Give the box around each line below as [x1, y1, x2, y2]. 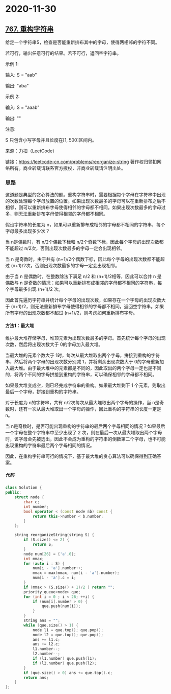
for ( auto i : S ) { [23, 561, 65, 566]
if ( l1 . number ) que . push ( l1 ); [32, 656, 97, 661]
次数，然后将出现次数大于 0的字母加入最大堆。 [5, 341, 103, 348]
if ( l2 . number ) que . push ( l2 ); [32, 660, 97, 666]
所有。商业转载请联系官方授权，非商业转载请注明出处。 [9, 165, 126, 171]
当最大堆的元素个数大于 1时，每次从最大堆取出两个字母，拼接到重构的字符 [5, 352, 160, 358]
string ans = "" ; [23, 618, 60, 623]
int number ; [23, 504, 49, 509]
